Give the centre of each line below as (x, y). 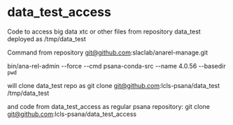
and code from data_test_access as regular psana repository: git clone (108, 106)
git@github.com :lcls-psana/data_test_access (72, 114)
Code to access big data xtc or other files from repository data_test (104, 31)
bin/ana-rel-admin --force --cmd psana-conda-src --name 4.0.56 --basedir (116, 66)
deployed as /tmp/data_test (47, 38)
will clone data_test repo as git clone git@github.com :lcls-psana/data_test (114, 85)
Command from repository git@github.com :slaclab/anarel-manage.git (108, 52)
